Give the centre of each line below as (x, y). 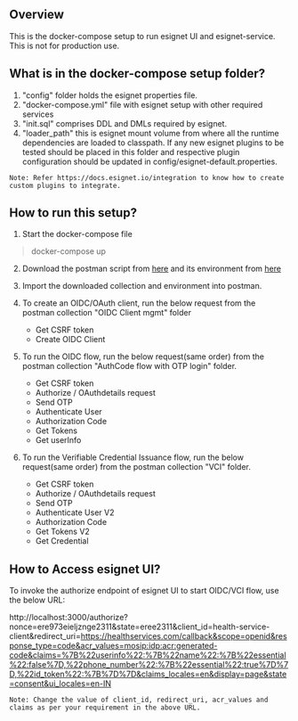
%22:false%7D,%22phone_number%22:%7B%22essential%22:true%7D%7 (149, 665)
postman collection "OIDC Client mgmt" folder (106, 313)
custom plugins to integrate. (65, 185)
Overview (37, 15)
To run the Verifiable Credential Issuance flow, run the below (133, 457)
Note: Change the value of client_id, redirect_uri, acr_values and (139, 700)
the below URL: (37, 600)
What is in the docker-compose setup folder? (137, 74)
